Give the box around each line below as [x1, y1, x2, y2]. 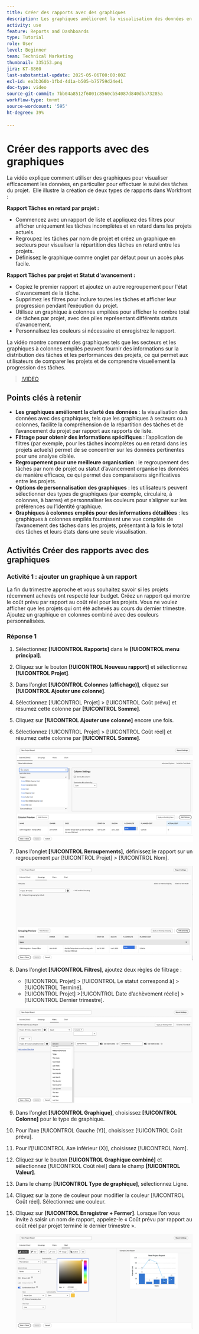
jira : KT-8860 [6, 66, 42, 72]
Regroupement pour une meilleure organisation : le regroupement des [15, 459, 190, 466]
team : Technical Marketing [6, 53, 73, 59]
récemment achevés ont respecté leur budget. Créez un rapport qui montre [6, 592, 190, 599]
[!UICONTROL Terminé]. [24, 984, 83, 991]
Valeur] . [15, 1169, 36, 1176]
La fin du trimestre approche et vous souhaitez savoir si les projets [6, 586, 169, 593]
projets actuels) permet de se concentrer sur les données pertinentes [15, 446, 185, 454]
